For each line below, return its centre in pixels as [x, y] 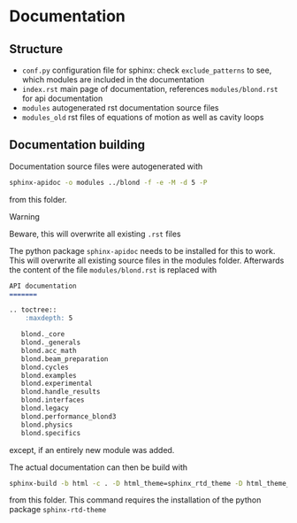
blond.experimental [57, 384]
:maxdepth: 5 [49, 319]
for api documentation [62, 98]
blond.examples [49, 375]
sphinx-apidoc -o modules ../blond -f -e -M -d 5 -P [108, 182]
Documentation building [77, 145]
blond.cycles [45, 367]
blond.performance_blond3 [69, 416]
